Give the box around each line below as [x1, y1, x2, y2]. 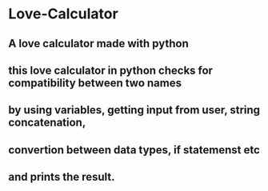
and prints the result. [8, 170, 115, 184]
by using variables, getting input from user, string [8, 103, 261, 117]
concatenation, [8, 116, 86, 129]
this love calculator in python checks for [8, 63, 214, 77]
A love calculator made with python [8, 37, 190, 50]
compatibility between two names [8, 76, 182, 90]
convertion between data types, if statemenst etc [8, 143, 260, 157]
